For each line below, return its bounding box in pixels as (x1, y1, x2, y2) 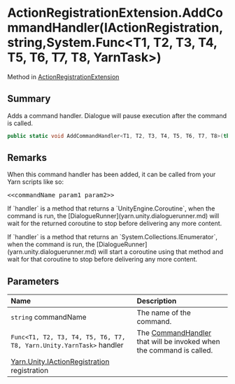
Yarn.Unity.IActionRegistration (10, 357, 110, 367)
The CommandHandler (136, 328, 212, 338)
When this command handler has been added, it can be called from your (7, 170, 216, 179)
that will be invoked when (136, 337, 220, 347)
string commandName (10, 313, 87, 322)
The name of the (136, 308, 191, 318)
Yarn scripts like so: (7, 178, 64, 186)
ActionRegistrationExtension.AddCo (7, 5, 224, 21)
